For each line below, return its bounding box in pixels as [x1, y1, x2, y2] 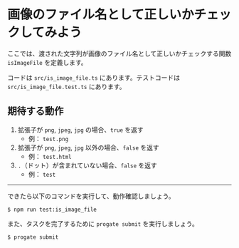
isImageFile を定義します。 [7, 58, 87, 66]
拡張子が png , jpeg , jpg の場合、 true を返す [17, 125, 144, 134]
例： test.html [28, 152, 72, 160]
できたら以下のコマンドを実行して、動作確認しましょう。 [7, 192, 176, 200]
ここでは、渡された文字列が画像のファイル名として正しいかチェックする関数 [7, 49, 232, 58]
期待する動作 [7, 105, 64, 118]
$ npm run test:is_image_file [7, 206, 97, 213]
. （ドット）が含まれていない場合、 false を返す [17, 161, 158, 170]
